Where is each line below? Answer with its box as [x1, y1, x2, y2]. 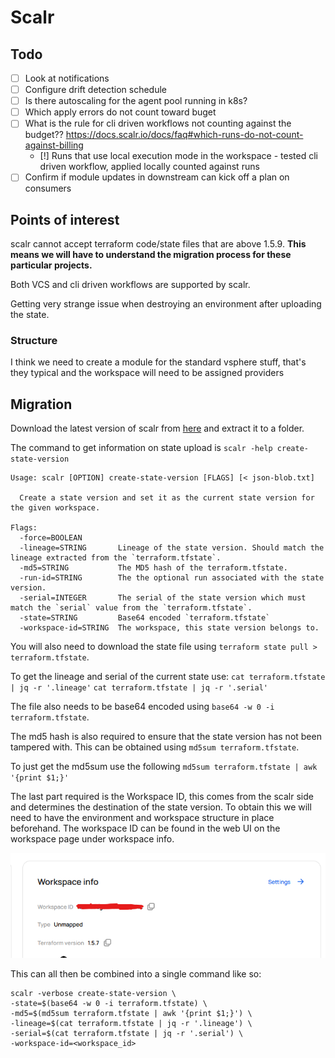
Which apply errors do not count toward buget [24, 106, 217, 118]
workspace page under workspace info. [10, 833, 175, 845]
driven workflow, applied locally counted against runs [39, 161, 260, 173]
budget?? [24, 129, 64, 141]
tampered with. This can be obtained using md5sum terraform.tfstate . [10, 741, 300, 753]
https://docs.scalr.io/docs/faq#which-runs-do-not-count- [65, 129, 304, 141]
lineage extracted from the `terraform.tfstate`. [10, 553, 222, 563]
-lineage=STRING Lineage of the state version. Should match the [19, 543, 325, 553]
